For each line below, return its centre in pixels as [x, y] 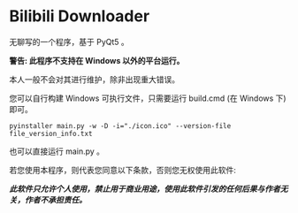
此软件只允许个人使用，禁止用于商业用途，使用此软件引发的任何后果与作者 [145, 188]
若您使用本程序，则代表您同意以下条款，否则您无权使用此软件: [123, 170]
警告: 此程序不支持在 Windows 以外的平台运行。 [97, 60]
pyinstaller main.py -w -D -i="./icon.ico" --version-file [120, 126]
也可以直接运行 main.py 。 [57, 151]
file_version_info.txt [51, 133]
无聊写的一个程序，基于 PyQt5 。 [69, 42]
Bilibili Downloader [80, 16]
